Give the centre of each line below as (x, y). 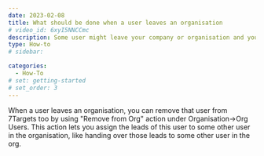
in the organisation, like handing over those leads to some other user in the (129, 135)
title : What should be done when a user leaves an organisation (115, 23)
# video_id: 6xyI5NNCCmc (49, 30)
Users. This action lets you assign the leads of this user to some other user (129, 127)
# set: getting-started (47, 80)
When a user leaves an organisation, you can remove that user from (118, 110)
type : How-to (29, 45)
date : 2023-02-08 (37, 15)
